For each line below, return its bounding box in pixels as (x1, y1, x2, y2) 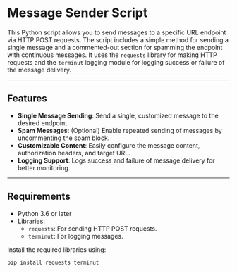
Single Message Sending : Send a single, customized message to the (17, 111, 219, 120)
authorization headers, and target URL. (17, 148, 130, 157)
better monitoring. (17, 163, 71, 172)
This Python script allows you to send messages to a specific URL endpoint (7, 28, 226, 37)
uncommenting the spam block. (17, 134, 110, 142)
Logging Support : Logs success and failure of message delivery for (17, 156, 215, 165)
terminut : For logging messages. (28, 231, 123, 240)
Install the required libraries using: (7, 245, 107, 254)
